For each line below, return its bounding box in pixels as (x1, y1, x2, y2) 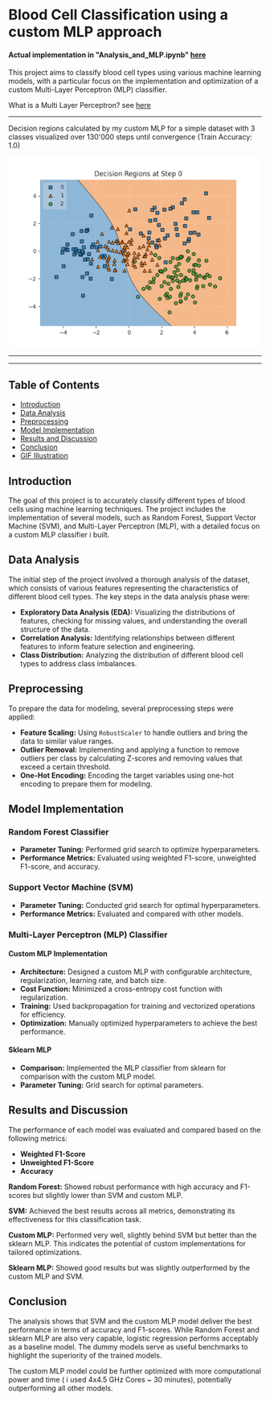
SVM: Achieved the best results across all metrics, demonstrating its (8, 1206, 235, 1216)
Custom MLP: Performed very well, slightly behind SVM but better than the (8, 1230, 257, 1240)
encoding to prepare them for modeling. (19, 779, 153, 789)
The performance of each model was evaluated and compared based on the (8, 1125, 261, 1134)
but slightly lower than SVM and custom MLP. (32, 1190, 183, 1200)
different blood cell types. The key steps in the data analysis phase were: (8, 591, 251, 601)
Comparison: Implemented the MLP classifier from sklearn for (19, 1063, 227, 1072)
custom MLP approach (8, 23, 162, 41)
